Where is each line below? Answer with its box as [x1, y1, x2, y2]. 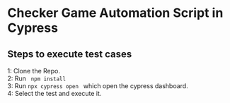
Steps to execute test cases [7, 48, 132, 60]
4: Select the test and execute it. [7, 90, 102, 97]
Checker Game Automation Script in [7, 5, 224, 21]
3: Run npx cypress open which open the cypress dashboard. [7, 82, 189, 90]
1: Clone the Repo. [7, 67, 60, 75]
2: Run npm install [7, 74, 66, 83]
